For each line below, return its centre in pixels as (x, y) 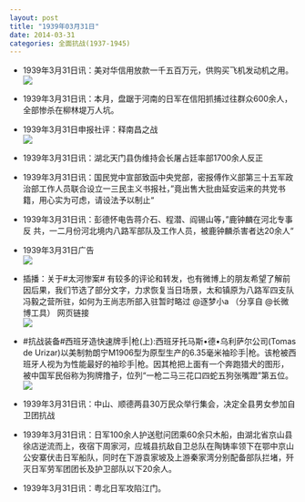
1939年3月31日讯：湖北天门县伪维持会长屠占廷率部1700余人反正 (143, 158)
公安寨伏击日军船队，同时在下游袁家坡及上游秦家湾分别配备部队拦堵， (154, 457)
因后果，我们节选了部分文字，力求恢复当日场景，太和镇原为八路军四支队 (158, 290)
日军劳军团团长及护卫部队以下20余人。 (104, 469)
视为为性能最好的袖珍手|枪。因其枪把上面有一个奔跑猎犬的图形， (168, 364)
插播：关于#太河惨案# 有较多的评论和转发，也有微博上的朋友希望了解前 (157, 279)
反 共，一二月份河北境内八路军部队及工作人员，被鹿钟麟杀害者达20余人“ (158, 231)
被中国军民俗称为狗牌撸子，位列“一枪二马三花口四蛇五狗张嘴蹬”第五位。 (158, 375)
